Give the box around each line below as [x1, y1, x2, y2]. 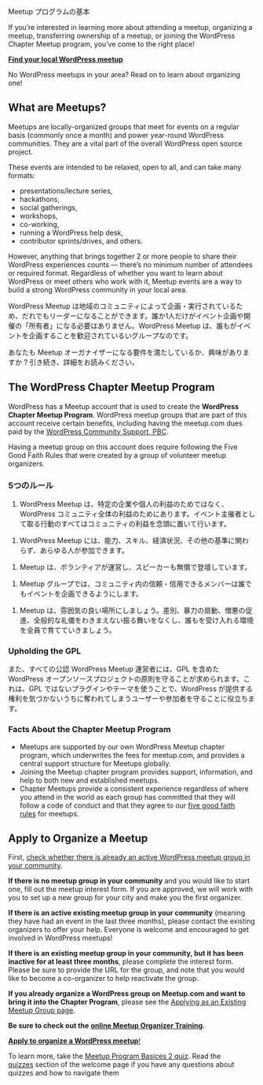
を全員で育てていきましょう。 [19, 625, 116, 634]
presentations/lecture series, [19, 186, 113, 195]
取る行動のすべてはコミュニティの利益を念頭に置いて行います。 [26, 518, 232, 528]
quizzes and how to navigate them [8, 1068, 119, 1078]
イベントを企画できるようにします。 [26, 589, 144, 598]
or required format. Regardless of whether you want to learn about [8, 268, 224, 277]
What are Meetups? [8, 101, 107, 114]
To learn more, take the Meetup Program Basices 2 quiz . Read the [8, 1051, 221, 1061]
